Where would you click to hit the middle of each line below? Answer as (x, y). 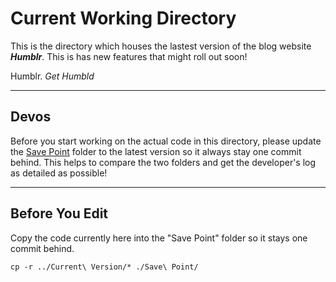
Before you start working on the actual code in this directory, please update (166, 141)
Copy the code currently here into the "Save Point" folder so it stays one (159, 238)
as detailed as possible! (59, 173)
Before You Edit (59, 213)
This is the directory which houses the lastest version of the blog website (161, 46)
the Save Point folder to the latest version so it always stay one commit (156, 151)
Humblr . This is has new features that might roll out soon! (129, 56)
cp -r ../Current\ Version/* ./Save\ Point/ (104, 267)
